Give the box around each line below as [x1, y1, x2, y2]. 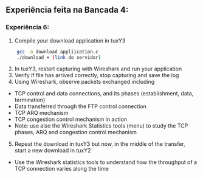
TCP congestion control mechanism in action [14, 115, 127, 123]
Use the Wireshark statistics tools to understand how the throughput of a [14, 159, 198, 166]
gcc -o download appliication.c [16, 49, 98, 55]
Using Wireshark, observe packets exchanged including [14, 78, 155, 86]
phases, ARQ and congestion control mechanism [14, 129, 137, 136]
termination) [14, 97, 46, 104]
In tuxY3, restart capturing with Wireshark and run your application [14, 65, 182, 72]
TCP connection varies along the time [14, 165, 109, 173]
